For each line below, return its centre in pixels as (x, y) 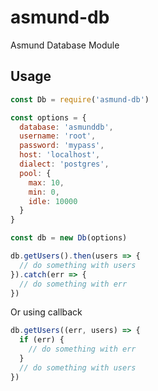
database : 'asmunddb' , (66, 127)
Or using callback (46, 312)
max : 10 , (46, 182)
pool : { (35, 173)
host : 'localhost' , (60, 155)
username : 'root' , (58, 136)
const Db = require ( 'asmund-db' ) (80, 99)
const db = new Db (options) (69, 238)
